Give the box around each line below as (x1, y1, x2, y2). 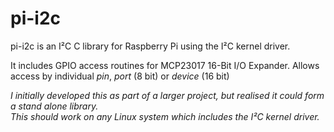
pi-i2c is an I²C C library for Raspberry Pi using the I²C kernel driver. (10, 40, 291, 52)
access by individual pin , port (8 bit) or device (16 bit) (10, 70, 230, 82)
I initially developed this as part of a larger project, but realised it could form (10, 89, 325, 101)
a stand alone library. (10, 100, 99, 112)
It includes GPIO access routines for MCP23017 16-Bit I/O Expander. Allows (10, 59, 320, 71)
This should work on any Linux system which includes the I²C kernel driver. (10, 110, 320, 122)
